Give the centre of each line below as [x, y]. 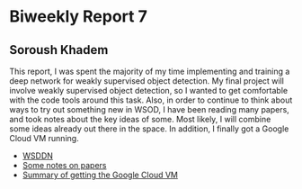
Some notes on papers [64, 165]
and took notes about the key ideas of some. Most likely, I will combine [140, 119]
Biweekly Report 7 [79, 17]
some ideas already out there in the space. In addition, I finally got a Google [149, 129]
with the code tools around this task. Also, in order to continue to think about [151, 100]
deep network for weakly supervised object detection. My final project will [147, 81]
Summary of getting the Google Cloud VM [100, 175]
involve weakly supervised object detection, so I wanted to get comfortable [149, 90]
